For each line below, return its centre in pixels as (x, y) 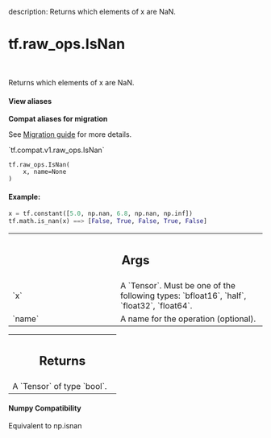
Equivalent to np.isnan (45, 426)
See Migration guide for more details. (70, 134)
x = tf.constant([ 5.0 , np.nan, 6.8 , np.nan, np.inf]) (101, 214)
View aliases (30, 101)
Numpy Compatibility (45, 408)
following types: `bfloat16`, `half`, (183, 295)
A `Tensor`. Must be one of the (178, 285)
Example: (25, 196)
